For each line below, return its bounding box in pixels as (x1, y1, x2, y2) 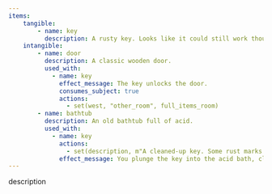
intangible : (23, 42, 63, 50)
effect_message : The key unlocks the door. (59, 79, 208, 87)
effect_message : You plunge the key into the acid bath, (59, 154, 255, 162)
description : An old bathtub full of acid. (44, 117, 194, 125)
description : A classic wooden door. (44, 57, 172, 65)
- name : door (37, 49, 82, 57)
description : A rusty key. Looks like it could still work (44, 34, 249, 43)
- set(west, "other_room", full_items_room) (66, 102, 219, 110)
